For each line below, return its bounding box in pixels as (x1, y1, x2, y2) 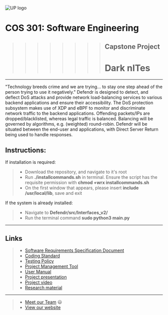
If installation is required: (5, 159, 56, 165)
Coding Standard (24, 253, 60, 259)
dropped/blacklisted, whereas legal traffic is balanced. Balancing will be (5, 115, 153, 122)
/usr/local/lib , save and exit (24, 190, 82, 196)
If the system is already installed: (5, 200, 73, 206)
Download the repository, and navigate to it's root (24, 169, 127, 175)
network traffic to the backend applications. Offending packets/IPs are (5, 110, 150, 116)
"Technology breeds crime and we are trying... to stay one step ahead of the (5, 84, 162, 90)
